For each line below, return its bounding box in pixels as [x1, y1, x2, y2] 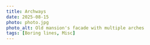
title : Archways [6, 8, 46, 15]
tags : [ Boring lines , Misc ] [6, 30, 76, 36]
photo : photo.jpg [6, 19, 49, 25]
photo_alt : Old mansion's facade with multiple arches [6, 25, 145, 31]
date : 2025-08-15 [6, 14, 49, 20]
